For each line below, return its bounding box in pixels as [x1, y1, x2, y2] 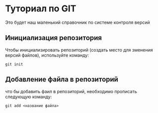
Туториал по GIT [5, 3, 77, 14]
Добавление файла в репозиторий [5, 75, 118, 84]
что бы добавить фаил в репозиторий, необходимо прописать [5, 88, 138, 94]
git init [5, 61, 23, 67]
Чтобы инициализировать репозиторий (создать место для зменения [5, 47, 153, 53]
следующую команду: [5, 94, 52, 100]
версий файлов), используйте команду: [5, 52, 89, 58]
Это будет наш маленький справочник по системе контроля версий [5, 19, 150, 25]
